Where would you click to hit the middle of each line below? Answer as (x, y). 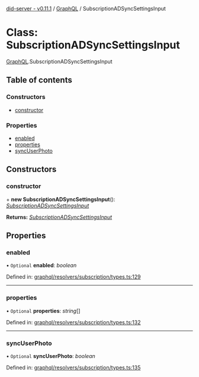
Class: (22, 33)
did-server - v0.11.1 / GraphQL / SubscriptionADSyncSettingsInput (86, 9)
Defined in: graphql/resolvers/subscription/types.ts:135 (73, 368)
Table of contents (39, 80)
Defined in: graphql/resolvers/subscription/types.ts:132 (73, 322)
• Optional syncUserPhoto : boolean (51, 356)
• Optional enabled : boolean (41, 266)
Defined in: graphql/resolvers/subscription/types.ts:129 (73, 277)
